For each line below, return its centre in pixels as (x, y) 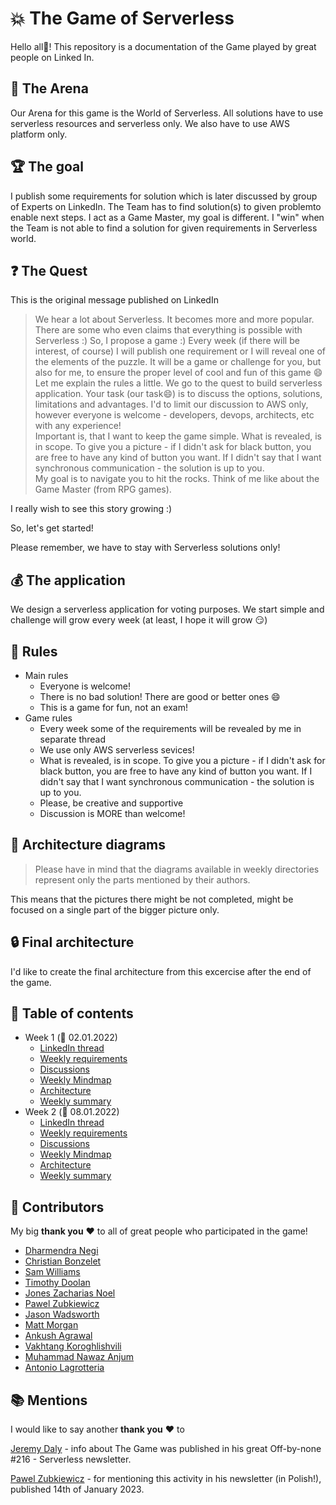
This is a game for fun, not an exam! (113, 707)
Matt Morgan (51, 1325)
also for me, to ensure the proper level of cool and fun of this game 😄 (178, 373)
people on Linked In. (52, 57)
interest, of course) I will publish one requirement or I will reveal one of (180, 351)
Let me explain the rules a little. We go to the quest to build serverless (178, 383)
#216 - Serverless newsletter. (71, 1459)
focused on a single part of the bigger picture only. (115, 909)
